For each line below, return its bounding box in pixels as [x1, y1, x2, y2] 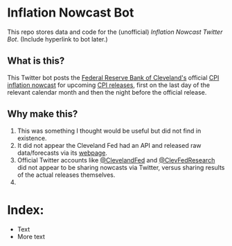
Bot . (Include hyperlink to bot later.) [7, 35, 109, 43]
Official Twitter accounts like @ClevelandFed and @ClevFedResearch [17, 155, 215, 164]
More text [17, 232, 45, 240]
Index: [7, 202, 44, 218]
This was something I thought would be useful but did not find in [17, 126, 202, 135]
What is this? [7, 55, 65, 67]
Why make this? [7, 108, 78, 120]
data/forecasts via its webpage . [17, 149, 107, 157]
